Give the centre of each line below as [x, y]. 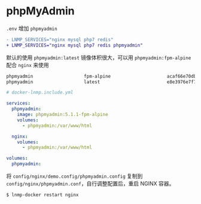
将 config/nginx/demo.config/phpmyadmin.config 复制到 [74, 176]
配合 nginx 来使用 [28, 65]
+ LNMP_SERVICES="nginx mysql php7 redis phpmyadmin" [75, 45]
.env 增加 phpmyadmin [32, 28]
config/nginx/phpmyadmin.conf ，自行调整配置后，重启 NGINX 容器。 [90, 184]
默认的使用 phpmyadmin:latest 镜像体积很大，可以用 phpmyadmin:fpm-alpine [99, 57]
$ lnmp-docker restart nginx [42, 195]
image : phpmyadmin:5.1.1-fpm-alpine [63, 115]
